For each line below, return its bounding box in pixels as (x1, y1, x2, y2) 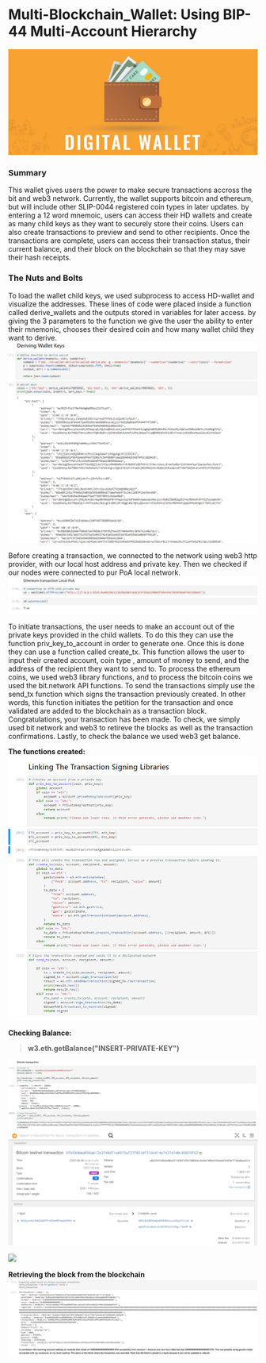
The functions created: (8, 746, 85, 756)
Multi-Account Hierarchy (30, 22, 198, 40)
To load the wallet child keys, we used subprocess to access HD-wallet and (8, 291, 255, 300)
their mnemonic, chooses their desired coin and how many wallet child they (8, 324, 255, 334)
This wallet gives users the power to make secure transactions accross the (8, 185, 253, 195)
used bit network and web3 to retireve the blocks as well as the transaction (8, 722, 253, 732)
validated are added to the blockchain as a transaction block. (8, 706, 207, 715)
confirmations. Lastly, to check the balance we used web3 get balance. (8, 731, 241, 741)
